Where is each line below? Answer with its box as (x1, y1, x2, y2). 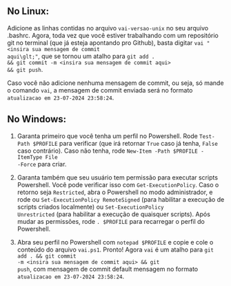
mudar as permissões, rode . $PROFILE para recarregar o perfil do (17, 217, 205, 225)
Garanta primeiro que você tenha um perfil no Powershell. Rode (17, 131, 198, 140)
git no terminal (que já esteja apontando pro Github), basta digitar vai (7, 38, 204, 47)
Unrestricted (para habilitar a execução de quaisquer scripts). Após (17, 210, 210, 218)
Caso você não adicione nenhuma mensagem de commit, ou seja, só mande (7, 79, 224, 87)
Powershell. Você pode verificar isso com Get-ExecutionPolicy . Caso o (17, 180, 219, 189)
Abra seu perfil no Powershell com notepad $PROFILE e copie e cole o (17, 238, 214, 246)
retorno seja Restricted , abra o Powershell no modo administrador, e (17, 188, 213, 196)
